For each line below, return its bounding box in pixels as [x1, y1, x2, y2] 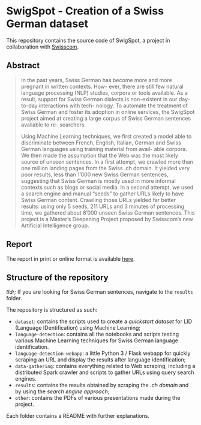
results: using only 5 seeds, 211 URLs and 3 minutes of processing [20, 203, 185, 210]
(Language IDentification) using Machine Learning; [14, 324, 141, 331]
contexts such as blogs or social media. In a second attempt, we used [20, 183, 194, 191]
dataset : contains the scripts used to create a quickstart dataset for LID [14, 318, 192, 325]
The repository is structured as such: [6, 306, 98, 314]
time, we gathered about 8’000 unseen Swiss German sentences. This [20, 209, 195, 216]
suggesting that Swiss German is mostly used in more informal [20, 177, 176, 184]
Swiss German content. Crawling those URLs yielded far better [20, 196, 176, 203]
